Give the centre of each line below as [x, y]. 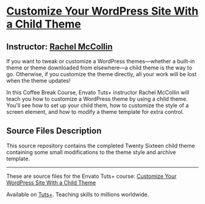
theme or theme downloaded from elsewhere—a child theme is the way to [99, 68]
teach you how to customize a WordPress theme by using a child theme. [97, 99]
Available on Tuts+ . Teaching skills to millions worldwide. [78, 194]
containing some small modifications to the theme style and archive [91, 152]
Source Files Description [54, 131]
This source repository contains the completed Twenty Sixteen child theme [101, 146]
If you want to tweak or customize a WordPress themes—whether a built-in [101, 61]
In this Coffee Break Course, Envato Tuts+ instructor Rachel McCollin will [98, 92]
